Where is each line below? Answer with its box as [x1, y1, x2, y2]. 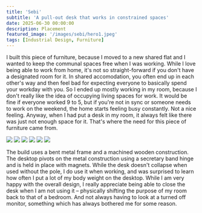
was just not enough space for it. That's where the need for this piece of [6, 118, 186, 125]
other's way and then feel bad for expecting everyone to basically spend [6, 79, 187, 87]
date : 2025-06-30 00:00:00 [6, 20, 74, 26]
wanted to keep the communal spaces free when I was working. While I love [6, 60, 196, 67]
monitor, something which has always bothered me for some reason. [6, 200, 177, 207]
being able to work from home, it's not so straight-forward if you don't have [6, 67, 195, 73]
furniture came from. [6, 125, 58, 131]
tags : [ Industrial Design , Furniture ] [6, 37, 104, 43]
